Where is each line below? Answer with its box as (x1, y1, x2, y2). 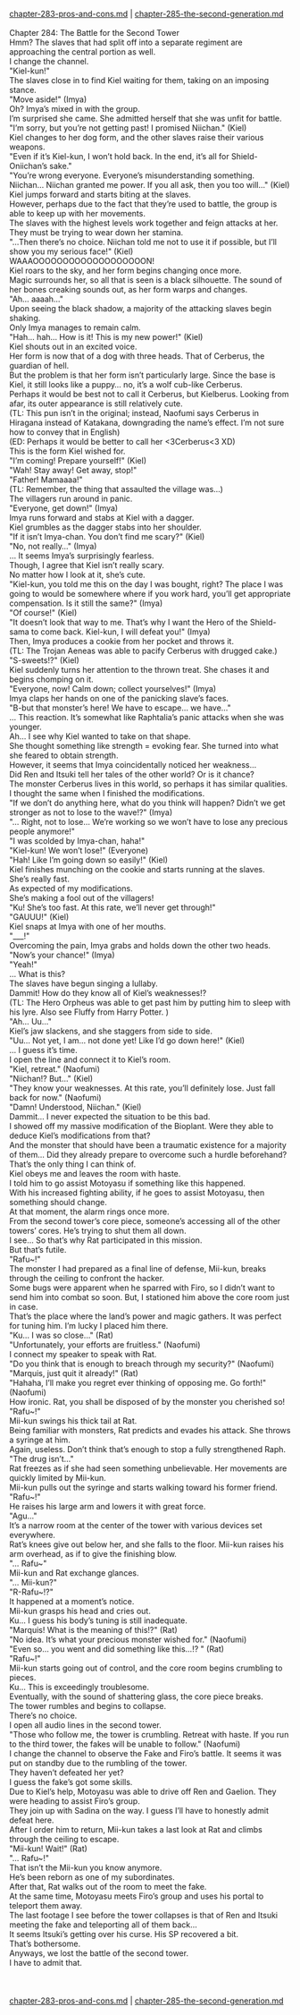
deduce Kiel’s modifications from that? (9, 1130, 151, 1141)
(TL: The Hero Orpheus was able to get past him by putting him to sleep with (9, 998, 291, 1007)
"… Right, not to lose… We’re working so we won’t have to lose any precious (9, 817, 288, 827)
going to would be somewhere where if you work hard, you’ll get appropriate (9, 589, 291, 599)
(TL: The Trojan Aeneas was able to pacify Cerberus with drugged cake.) (9, 645, 279, 656)
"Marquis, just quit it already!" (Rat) (9, 1368, 138, 1378)
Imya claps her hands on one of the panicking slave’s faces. (9, 693, 229, 703)
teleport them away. (9, 1900, 83, 1910)
